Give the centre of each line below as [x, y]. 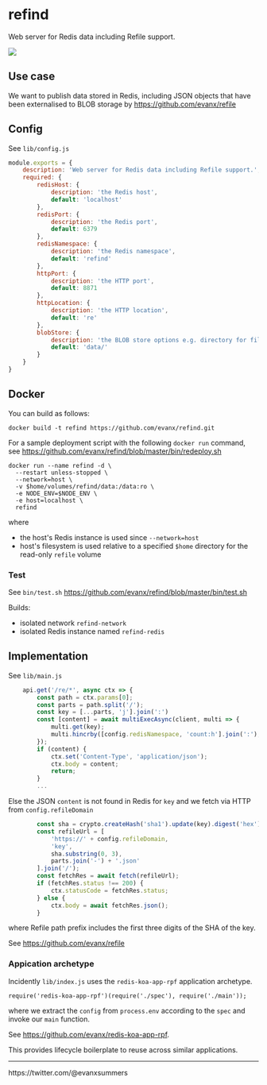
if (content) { [62, 749]
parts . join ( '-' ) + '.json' [95, 861]
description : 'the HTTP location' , [110, 311]
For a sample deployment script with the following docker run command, [127, 442]
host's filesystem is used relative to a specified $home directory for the [134, 546]
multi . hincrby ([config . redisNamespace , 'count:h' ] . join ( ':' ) [154, 735]
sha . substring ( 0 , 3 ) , [87, 854]
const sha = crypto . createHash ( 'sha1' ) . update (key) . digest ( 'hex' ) [149, 824]
